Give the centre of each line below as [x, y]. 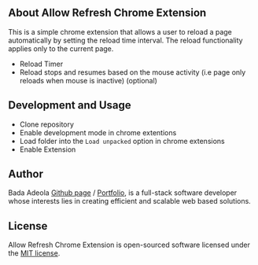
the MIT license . [34, 253]
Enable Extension [48, 149]
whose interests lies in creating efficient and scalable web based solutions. [130, 201]
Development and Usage [70, 105]
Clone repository [47, 124]
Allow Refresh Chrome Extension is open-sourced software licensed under [129, 245]
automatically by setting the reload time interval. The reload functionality [125, 40]
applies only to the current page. [61, 48]
